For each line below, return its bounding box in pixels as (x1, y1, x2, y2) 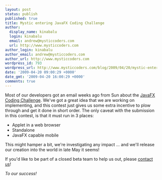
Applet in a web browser (12, 122, 61, 128)
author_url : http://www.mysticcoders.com (5, 56, 90, 61)
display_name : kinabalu (9, 29, 57, 34)
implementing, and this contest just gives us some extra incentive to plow (5, 102, 151, 108)
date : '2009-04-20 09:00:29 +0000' (5, 70, 77, 75)
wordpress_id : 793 (5, 61, 42, 66)
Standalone (12, 127, 35, 133)
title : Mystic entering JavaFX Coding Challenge (5, 20, 105, 26)
